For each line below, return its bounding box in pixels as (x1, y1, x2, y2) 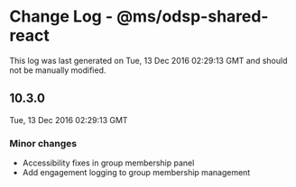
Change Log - (9, 6, 114, 27)
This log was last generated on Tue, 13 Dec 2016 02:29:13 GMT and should (9, 55, 288, 66)
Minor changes (9, 137, 78, 149)
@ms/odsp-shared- (116, 6, 269, 27)
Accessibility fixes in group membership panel (22, 157, 195, 168)
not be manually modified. (9, 65, 106, 76)
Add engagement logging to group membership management (22, 167, 251, 178)
